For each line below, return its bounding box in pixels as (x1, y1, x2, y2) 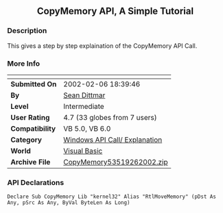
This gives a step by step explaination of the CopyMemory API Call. (7, 41, 198, 50)
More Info (7, 58, 40, 68)
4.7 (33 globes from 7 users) (63, 112, 158, 122)
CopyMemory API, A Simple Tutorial (36, 5, 194, 17)
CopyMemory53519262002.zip (63, 157, 168, 166)
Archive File (10, 157, 51, 166)
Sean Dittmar (63, 90, 106, 100)
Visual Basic (63, 146, 103, 155)
